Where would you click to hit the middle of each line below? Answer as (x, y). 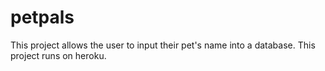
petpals (42, 17)
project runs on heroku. (58, 55)
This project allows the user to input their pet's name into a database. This (163, 45)
